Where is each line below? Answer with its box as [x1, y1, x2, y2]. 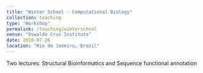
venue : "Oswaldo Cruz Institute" [6, 32, 92, 38]
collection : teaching [6, 15, 62, 21]
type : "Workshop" [6, 20, 51, 26]
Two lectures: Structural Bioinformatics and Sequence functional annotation [6, 59, 197, 67]
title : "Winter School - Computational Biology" [6, 9, 133, 15]
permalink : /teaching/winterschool [6, 26, 97, 32]
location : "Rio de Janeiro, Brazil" [6, 43, 100, 49]
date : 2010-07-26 [6, 37, 51, 43]
